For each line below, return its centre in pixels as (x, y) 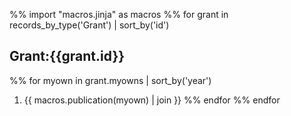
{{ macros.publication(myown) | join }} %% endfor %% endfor (152, 100)
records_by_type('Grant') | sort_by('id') (89, 25)
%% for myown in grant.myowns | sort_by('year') (110, 80)
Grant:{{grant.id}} (67, 56)
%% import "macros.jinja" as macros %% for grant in (119, 14)
